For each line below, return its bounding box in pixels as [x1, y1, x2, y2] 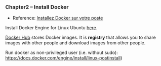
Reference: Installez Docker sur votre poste [12, 15, 103, 21]
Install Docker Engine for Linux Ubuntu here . [5, 25, 98, 31]
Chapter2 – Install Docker [5, 4, 69, 11]
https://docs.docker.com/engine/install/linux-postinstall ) [5, 55, 123, 61]
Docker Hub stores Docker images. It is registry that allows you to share [5, 34, 156, 41]
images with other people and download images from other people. [5, 40, 146, 46]
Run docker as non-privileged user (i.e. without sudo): [5, 49, 118, 56]
